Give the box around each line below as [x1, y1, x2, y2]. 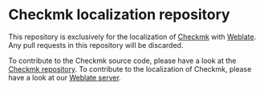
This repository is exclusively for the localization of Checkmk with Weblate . [8, 32, 257, 41]
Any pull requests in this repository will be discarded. [8, 40, 184, 49]
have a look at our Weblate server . [8, 72, 122, 82]
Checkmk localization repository [8, 6, 230, 24]
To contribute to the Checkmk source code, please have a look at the [8, 56, 237, 65]
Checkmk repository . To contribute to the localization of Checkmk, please [8, 64, 252, 73]
